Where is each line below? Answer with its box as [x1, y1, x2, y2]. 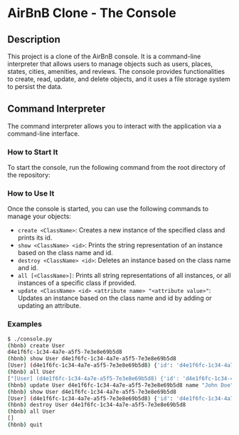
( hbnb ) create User [7, 342, 65, 349]
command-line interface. [7, 129, 80, 138]
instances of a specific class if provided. [17, 279, 137, 287]
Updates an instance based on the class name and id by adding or [17, 294, 212, 303]
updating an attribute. [17, 301, 82, 310]
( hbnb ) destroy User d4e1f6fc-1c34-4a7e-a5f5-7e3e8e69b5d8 [7, 402, 186, 409]
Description [7, 33, 60, 45]
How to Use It [7, 188, 55, 198]
